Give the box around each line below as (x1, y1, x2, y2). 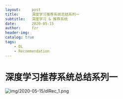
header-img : (5, 30, 30, 35)
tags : (5, 40, 16, 45)
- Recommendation (14, 49, 50, 53)
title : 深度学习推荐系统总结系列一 (5, 12, 80, 17)
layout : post (5, 7, 41, 12)
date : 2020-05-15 (5, 21, 54, 26)
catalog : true (5, 35, 35, 40)
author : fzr (5, 26, 39, 31)
